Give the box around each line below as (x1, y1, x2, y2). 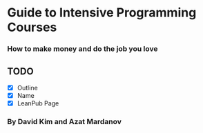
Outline (17, 83, 38, 92)
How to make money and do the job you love (7, 44, 158, 54)
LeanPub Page (17, 99, 59, 108)
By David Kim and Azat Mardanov (7, 117, 122, 127)
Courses (7, 19, 57, 35)
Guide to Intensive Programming (7, 5, 197, 21)
